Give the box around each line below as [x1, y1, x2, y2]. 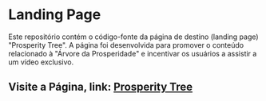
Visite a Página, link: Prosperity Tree [8, 80, 193, 94]
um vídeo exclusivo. [8, 57, 74, 67]
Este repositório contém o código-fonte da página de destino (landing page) [8, 32, 259, 41]
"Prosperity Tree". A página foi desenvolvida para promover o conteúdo [8, 40, 244, 49]
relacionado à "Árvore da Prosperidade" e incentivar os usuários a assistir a [8, 49, 257, 58]
